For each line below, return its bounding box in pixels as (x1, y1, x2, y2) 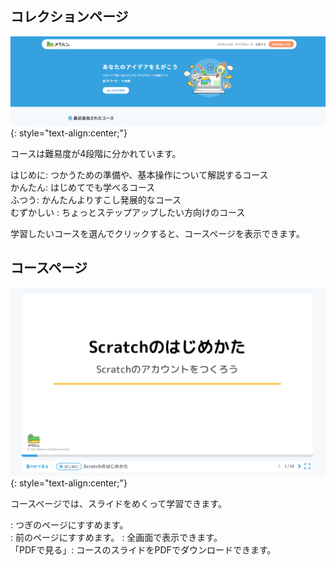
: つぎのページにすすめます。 (10, 519, 129, 531)
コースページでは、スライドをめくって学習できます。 (10, 498, 227, 510)
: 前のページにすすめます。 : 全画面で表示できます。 (10, 532, 223, 544)
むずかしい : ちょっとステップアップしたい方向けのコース (10, 207, 246, 219)
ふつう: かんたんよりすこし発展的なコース (10, 194, 182, 206)
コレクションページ (10, 8, 129, 26)
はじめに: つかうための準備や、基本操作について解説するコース (10, 169, 269, 181)
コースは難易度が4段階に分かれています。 (10, 148, 182, 160)
